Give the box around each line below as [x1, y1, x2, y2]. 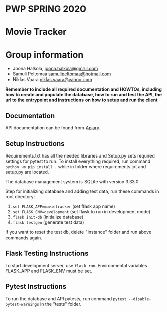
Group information [5, 49, 84, 60]
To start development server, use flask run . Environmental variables [5, 262, 147, 268]
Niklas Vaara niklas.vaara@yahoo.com [12, 76, 92, 83]
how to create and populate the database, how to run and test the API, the [5, 92, 162, 98]
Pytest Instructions [5, 282, 67, 291]
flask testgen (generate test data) [12, 219, 85, 225]
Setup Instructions [5, 139, 65, 148]
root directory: [5, 193, 35, 199]
